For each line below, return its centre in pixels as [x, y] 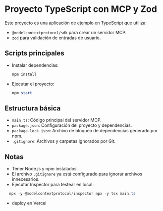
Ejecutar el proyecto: [33, 84]
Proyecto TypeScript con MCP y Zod [81, 9]
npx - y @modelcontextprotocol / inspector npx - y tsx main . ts [72, 194]
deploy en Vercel [29, 203]
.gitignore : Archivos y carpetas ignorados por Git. [64, 141]
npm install [24, 74]
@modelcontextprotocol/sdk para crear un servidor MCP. [69, 32]
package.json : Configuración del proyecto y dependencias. [72, 125]
